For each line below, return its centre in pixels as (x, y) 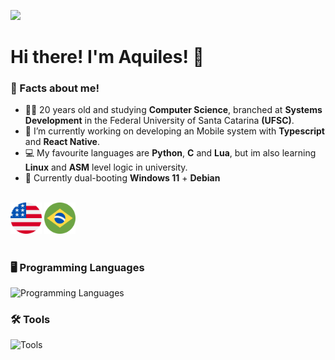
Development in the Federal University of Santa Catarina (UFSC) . (159, 121)
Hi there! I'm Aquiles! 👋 (107, 57)
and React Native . (62, 142)
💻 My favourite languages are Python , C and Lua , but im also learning (170, 153)
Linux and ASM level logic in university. (106, 167)
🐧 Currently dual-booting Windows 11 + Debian (122, 178)
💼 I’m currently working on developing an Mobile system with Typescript (174, 131)
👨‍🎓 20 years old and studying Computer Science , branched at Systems (173, 110)
